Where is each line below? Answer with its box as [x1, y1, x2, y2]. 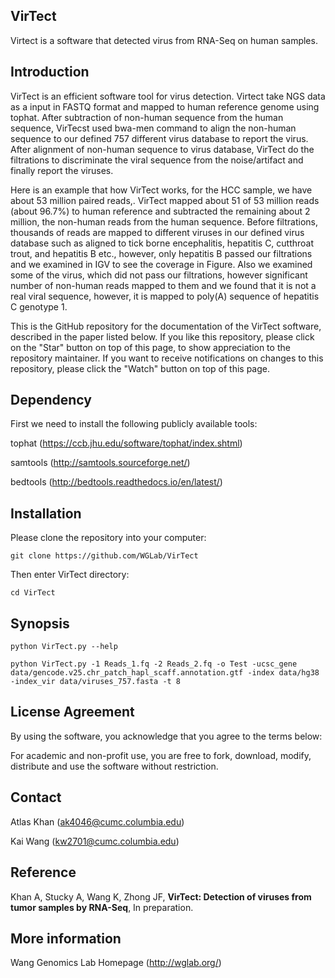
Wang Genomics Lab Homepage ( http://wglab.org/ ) [10, 957, 222, 969]
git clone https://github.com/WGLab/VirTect [10, 551, 199, 561]
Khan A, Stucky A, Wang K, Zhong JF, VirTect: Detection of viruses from [10, 890, 312, 903]
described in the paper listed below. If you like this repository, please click [10, 330, 315, 343]
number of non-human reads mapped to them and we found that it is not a [10, 279, 317, 291]
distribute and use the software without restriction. [10, 760, 219, 772]
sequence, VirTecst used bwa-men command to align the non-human [10, 122, 297, 134]
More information [10, 930, 122, 947]
